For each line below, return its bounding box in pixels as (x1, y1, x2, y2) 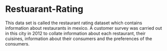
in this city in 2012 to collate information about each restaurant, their (5, 30, 146, 36)
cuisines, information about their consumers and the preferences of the (5, 36, 152, 42)
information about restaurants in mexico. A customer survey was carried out (5, 25, 162, 31)
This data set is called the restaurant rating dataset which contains (5, 20, 142, 26)
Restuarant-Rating (5, 3, 83, 15)
